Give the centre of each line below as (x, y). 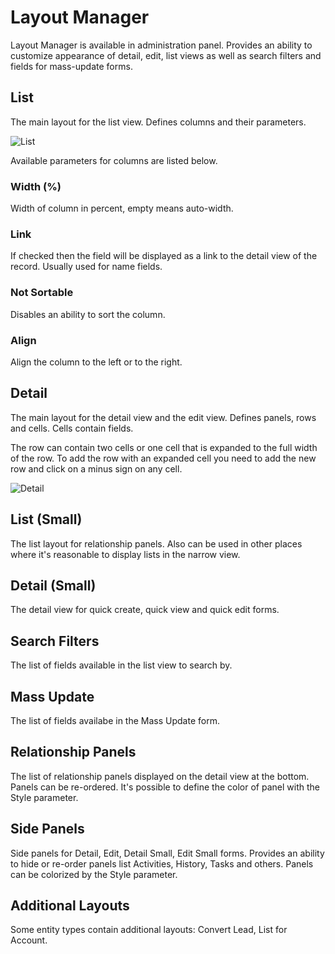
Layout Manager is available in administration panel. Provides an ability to (161, 45)
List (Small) (46, 519)
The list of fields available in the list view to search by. (121, 665)
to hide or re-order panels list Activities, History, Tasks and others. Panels (162, 863)
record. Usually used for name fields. (86, 267)
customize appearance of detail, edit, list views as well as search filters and (166, 55)
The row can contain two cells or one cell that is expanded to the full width (164, 447)
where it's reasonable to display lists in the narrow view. (125, 554)
